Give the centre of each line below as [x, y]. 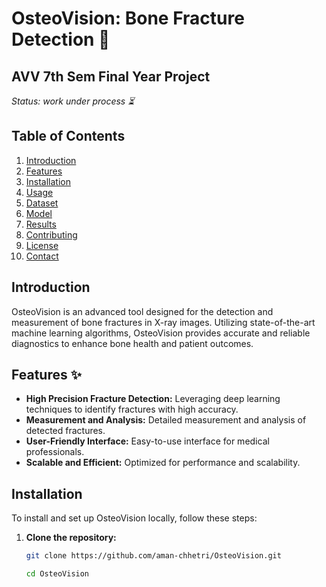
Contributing [51, 234]
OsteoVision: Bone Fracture [128, 18]
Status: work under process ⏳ [73, 101]
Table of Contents [68, 136]
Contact [42, 256]
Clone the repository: [71, 538]
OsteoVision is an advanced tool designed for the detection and [142, 311]
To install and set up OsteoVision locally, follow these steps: [134, 518]
